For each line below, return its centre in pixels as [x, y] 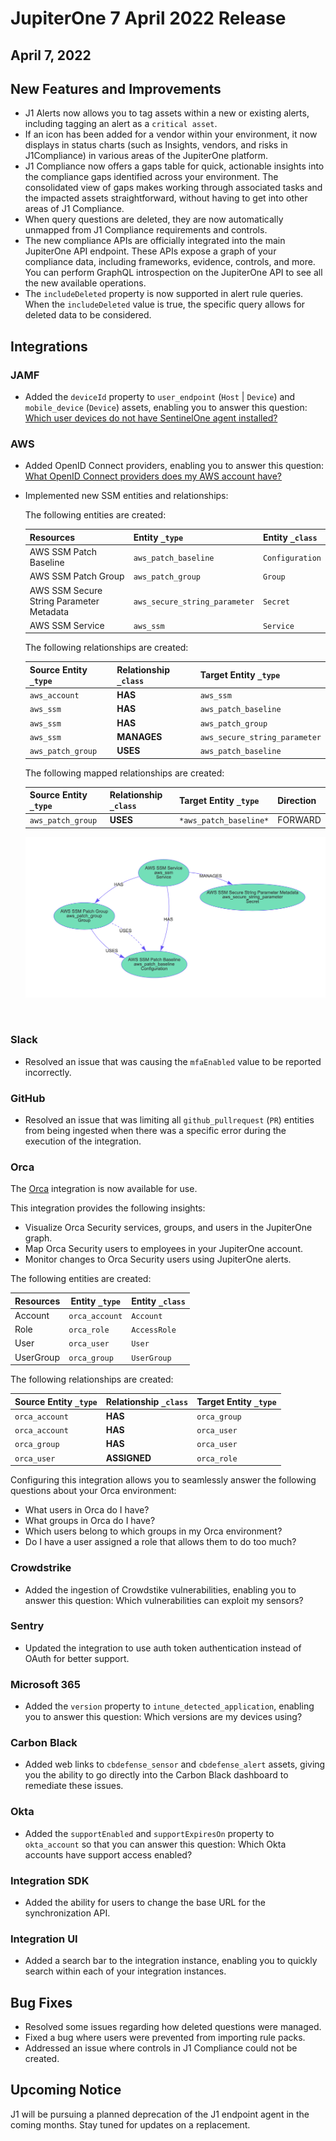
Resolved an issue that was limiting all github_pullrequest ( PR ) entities [169, 1119]
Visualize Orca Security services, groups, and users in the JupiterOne [168, 1228]
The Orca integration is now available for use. [104, 1189]
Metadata [49, 611]
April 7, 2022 [51, 55]
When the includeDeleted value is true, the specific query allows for [165, 304]
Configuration [292, 558]
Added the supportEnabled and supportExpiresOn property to [149, 1833]
